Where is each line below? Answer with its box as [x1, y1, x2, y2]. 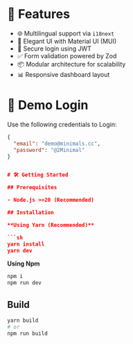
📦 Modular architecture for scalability [17, 60, 126, 68]
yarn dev [7, 247, 33, 254]
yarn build [7, 317, 39, 324]
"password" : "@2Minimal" [13, 146, 85, 153]
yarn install [7, 241, 45, 248]
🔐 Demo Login [7, 97, 89, 113]
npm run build [7, 329, 48, 337]
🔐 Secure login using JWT [17, 44, 92, 53]
